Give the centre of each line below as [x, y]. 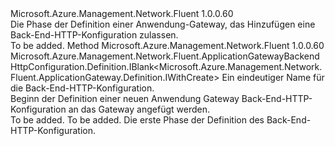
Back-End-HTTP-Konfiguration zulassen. [94, 35]
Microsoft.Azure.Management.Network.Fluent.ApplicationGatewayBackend [165, 56]
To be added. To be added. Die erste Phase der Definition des [137, 120]
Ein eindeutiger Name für [273, 77]
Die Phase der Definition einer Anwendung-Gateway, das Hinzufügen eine [163, 24]
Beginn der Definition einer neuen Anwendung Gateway [125, 98]
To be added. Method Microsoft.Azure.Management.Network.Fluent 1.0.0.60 [167, 45]
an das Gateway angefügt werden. [139, 109]
